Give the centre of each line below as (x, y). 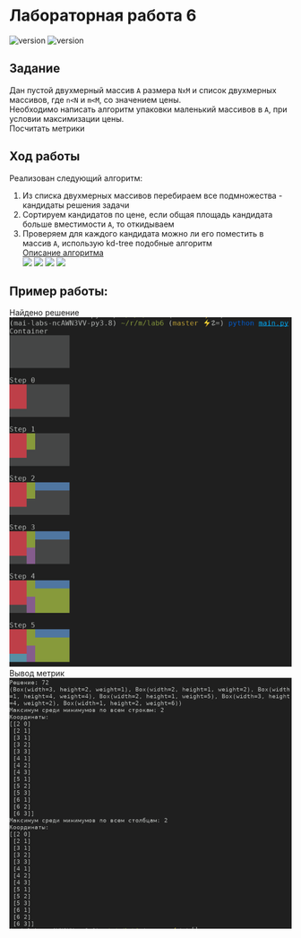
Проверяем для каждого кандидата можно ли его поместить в (143, 233)
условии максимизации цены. (67, 118)
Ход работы (45, 156)
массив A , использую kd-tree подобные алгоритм (117, 243)
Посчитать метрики (47, 128)
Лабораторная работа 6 (103, 16)
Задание (35, 69)
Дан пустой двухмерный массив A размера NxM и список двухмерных (143, 90)
